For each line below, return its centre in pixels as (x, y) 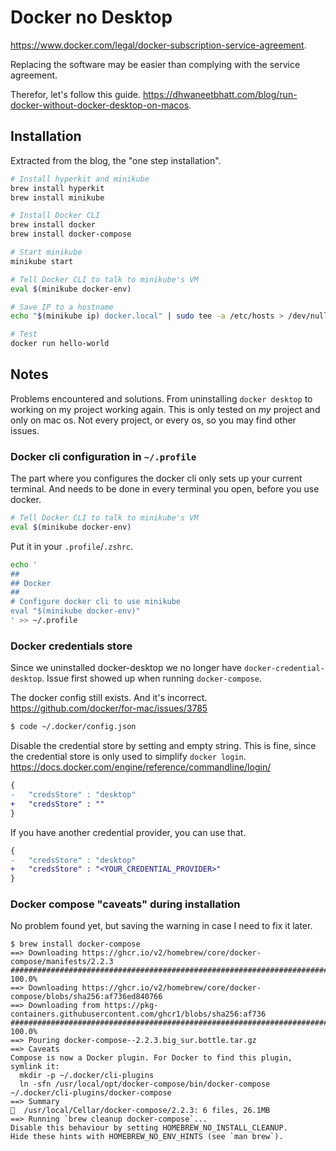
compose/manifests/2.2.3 (62, 962)
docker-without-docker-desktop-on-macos (100, 105)
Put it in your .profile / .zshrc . (72, 546)
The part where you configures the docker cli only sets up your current (156, 478)
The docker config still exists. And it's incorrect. (109, 698)
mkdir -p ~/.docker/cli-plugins (87, 1076)
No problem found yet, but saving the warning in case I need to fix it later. (161, 926)
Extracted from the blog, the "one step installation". (116, 160)
